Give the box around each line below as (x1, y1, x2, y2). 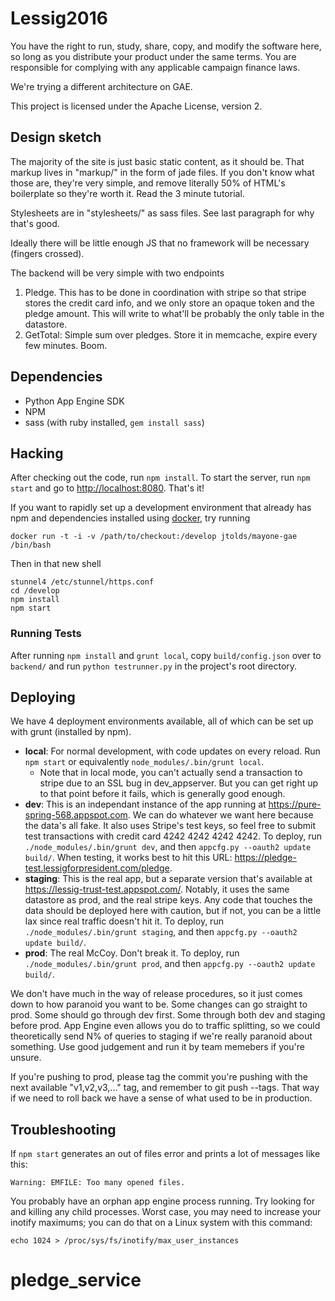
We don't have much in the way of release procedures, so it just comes (10, 988, 303, 1000)
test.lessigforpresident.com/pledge (24, 862, 170, 874)
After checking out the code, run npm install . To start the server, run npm (10, 472, 311, 484)
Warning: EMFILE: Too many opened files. (10, 1178, 186, 1188)
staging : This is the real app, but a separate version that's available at (24, 873, 313, 885)
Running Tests (10, 627, 82, 641)
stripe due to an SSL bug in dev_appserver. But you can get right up (39, 777, 319, 789)
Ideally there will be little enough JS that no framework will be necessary (10, 237, 310, 249)
